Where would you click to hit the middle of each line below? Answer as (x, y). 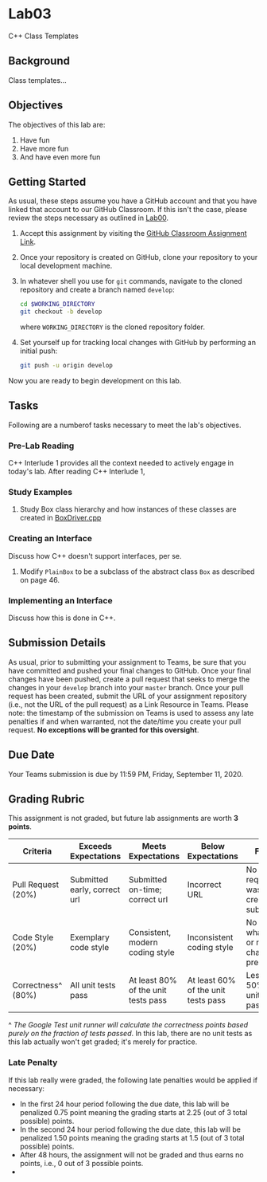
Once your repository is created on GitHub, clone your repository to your (139, 257)
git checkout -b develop (61, 312)
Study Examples (41, 493)
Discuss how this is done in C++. (62, 618)
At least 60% (211, 980)
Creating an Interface (50, 539)
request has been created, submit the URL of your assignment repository (128, 696)
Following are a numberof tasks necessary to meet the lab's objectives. (125, 425)
